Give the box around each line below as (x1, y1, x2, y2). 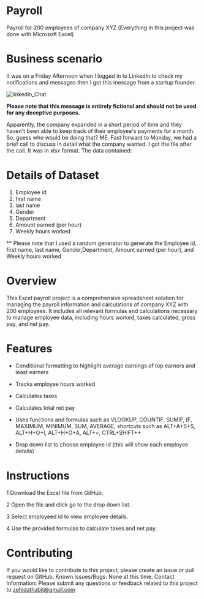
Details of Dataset (6, 168, 99, 183)
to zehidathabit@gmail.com (6, 586, 75, 593)
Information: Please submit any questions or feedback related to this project (6, 579, 198, 587)
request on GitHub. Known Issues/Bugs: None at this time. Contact (6, 573, 175, 580)
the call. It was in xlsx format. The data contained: (6, 146, 132, 154)
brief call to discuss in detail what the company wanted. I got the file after (6, 140, 192, 148)
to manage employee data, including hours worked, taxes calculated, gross (6, 314, 196, 321)
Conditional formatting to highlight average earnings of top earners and (15, 362, 196, 369)
